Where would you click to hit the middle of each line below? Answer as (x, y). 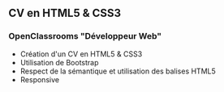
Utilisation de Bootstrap (59, 62)
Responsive (39, 79)
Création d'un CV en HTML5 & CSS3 (81, 54)
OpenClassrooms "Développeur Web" (85, 36)
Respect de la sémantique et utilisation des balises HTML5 (118, 71)
